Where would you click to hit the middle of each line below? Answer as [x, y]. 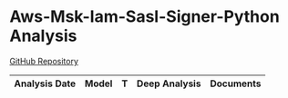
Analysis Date [45, 83]
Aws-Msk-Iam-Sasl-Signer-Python [144, 17]
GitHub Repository [44, 61]
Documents [235, 83]
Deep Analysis [169, 83]
